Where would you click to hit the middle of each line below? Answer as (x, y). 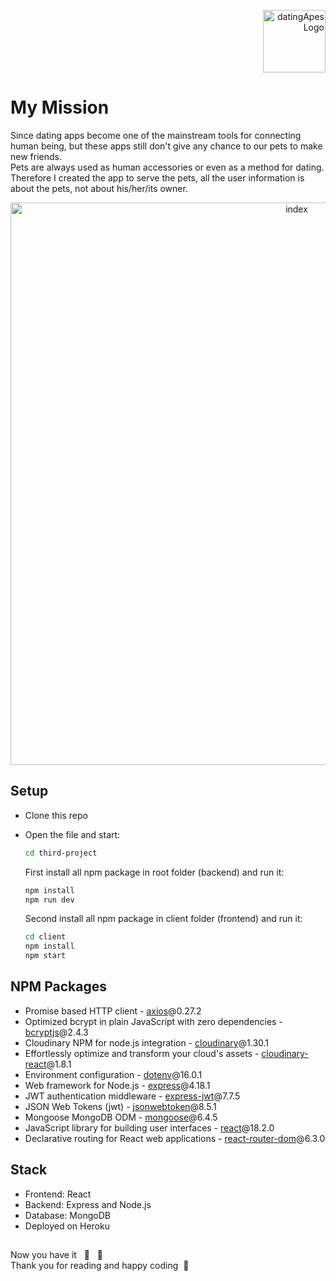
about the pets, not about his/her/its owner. (99, 188)
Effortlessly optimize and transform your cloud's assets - (142, 1053)
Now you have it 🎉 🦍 (56, 1255)
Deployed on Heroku (67, 1226)
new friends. (36, 156)
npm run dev (49, 900)
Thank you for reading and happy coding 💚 (100, 1266)
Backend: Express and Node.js (88, 1204)
